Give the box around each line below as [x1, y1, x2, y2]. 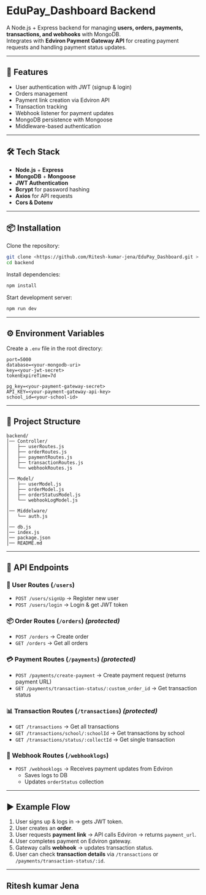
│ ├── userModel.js [6, 481, 62, 487]
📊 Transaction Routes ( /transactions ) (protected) [6, 706, 158, 715]
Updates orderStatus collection [24, 778, 104, 785]
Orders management [15, 89, 68, 97]
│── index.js [6, 529, 40, 535]
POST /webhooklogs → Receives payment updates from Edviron [15, 765, 173, 772]
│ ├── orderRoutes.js [6, 449, 67, 455]
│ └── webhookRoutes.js [6, 465, 72, 471]
